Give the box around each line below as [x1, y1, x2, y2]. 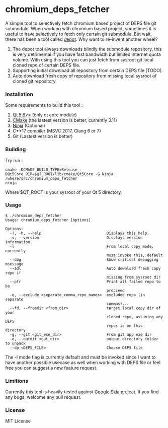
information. [5, 239, 33, 245]
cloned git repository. [12, 78, 57, 84]
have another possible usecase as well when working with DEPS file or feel [5, 359, 161, 366]
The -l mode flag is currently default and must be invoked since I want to [5, 354, 156, 360]
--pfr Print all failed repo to [10, 279, 161, 284]
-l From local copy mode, [10, 244, 154, 249]
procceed [106, 288, 125, 293]
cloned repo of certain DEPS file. [12, 62, 80, 68]
